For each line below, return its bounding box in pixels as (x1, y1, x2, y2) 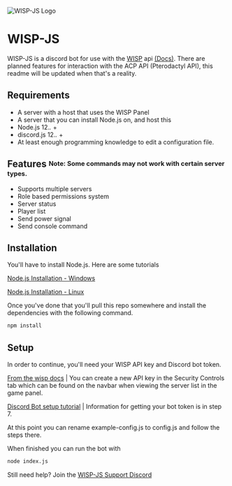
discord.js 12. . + (17, 130, 64, 139)
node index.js (7, 458, 49, 465)
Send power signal (17, 214, 71, 223)
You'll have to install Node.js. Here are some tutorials (7, 261, 159, 269)
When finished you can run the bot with (7, 445, 121, 453)
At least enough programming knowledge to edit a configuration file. (17, 137, 215, 146)
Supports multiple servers (17, 184, 92, 193)
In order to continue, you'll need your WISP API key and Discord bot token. (7, 361, 222, 369)
